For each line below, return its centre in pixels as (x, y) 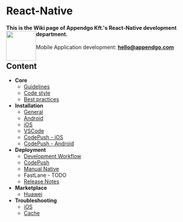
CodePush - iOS (43, 137)
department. (52, 34)
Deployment (30, 150)
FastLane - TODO (45, 175)
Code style (37, 93)
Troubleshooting (36, 201)
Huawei (33, 194)
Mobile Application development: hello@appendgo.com (105, 47)
